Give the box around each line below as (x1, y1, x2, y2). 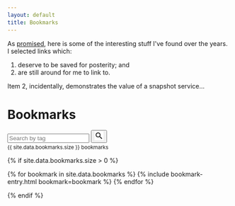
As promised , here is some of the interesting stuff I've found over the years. (7, 39, 228, 47)
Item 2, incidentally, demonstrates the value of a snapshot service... (7, 81, 205, 90)
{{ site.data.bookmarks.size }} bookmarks (7, 144, 109, 151)
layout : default (7, 11, 55, 18)
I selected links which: (7, 47, 72, 55)
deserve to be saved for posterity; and (17, 60, 130, 69)
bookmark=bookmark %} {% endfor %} (38, 178, 154, 186)
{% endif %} (7, 191, 44, 200)
